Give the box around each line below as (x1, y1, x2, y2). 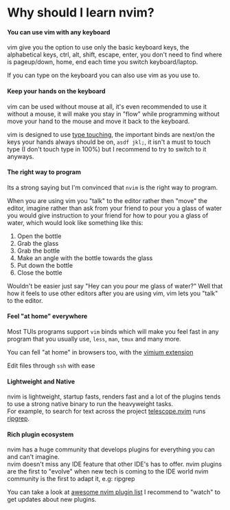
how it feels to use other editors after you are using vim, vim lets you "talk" (7, 289, 218, 297)
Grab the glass (16, 239, 59, 247)
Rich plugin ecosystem (7, 430, 74, 438)
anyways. (7, 152, 34, 160)
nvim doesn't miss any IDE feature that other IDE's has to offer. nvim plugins (7, 460, 222, 469)
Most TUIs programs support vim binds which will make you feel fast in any (7, 328, 219, 335)
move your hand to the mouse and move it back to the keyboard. (7, 117, 190, 125)
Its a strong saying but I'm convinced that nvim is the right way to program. (7, 183, 218, 191)
